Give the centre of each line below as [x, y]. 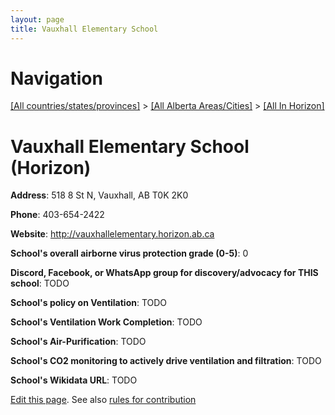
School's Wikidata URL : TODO [74, 380]
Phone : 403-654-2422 [57, 215]
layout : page [37, 19]
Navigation [56, 78]
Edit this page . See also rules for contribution [103, 400]
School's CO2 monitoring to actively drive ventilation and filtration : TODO [166, 361]
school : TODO [40, 283]
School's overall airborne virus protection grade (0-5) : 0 [129, 253]
